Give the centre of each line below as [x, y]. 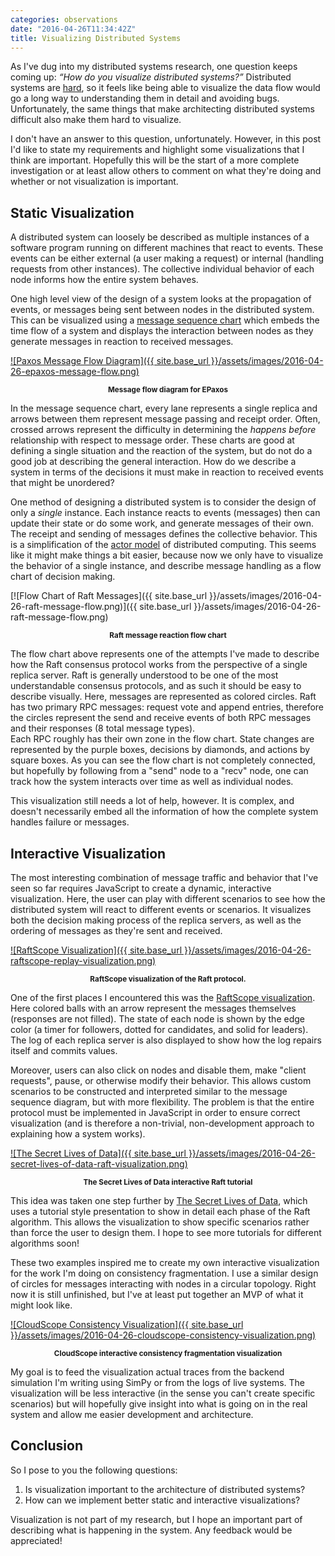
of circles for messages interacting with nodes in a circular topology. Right [163, 1284]
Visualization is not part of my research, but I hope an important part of [156, 1519]
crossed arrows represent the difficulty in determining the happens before [163, 430]
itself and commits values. [64, 1050]
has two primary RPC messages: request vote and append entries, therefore [167, 707]
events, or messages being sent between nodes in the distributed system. [162, 310]
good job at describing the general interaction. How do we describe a [153, 462]
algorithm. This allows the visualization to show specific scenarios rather [160, 1222]
